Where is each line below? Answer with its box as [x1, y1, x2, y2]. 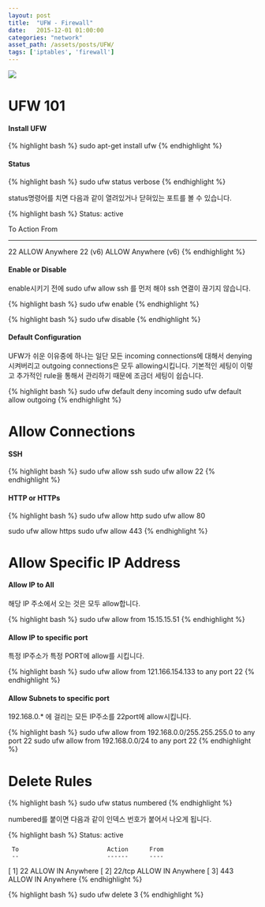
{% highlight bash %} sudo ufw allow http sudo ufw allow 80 [8, 511, 206, 520]
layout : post [8, 11, 51, 20]
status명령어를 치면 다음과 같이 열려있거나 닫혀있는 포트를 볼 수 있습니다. [8, 193, 233, 202]
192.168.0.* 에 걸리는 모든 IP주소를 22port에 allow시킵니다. [8, 712, 192, 721]
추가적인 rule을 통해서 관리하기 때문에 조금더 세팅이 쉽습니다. [16, 371, 203, 380]
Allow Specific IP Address [8, 553, 181, 572]
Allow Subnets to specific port [8, 693, 110, 703]
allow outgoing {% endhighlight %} [8, 395, 122, 404]
